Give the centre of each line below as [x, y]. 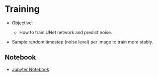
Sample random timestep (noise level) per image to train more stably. [82, 42]
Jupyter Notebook [30, 69]
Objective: [22, 23]
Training [22, 9]
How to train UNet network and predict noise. [66, 32]
